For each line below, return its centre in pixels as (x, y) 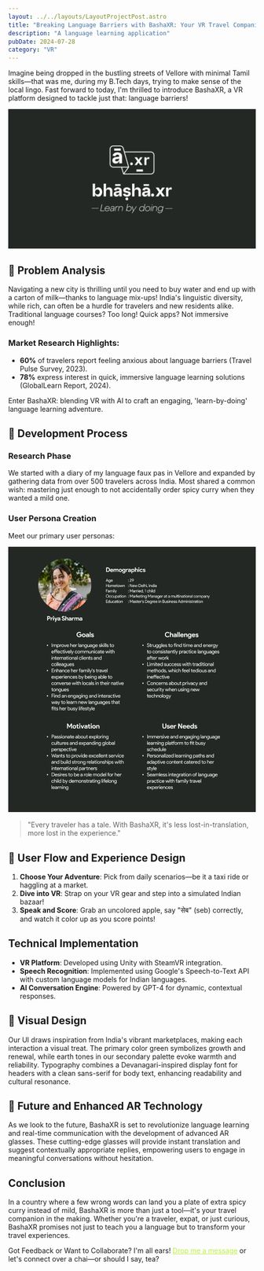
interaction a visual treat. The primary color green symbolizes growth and (127, 1048)
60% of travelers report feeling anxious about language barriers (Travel (136, 360)
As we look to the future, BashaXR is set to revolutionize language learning (129, 1125)
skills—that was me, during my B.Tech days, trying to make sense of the (125, 82)
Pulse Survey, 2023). (53, 369)
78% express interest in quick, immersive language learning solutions (132, 377)
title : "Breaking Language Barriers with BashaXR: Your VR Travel (119, 25)
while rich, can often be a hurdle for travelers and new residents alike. (121, 306)
